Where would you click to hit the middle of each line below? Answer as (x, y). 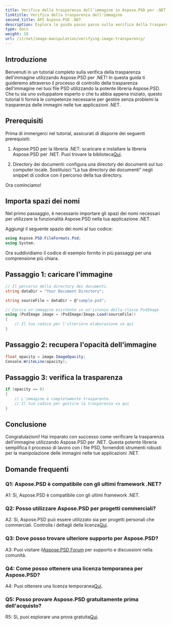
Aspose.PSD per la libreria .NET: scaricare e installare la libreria (80, 149)
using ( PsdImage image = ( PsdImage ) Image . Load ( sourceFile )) (71, 315)
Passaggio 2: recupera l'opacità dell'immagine (81, 345)
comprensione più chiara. (32, 259)
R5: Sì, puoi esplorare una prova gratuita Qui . (52, 617)
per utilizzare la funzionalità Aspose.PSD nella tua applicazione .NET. (78, 219)
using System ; (20, 243)
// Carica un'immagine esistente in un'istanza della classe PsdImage (82, 310)
